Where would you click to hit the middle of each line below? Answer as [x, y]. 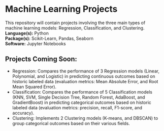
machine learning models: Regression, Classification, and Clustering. [75, 28]
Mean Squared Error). [34, 87]
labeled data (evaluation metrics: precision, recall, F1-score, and [77, 107]
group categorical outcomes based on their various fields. [71, 123]
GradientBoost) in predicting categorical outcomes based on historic [82, 102]
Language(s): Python [27, 33]
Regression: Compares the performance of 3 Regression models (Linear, [86, 71]
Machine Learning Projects [61, 9]
